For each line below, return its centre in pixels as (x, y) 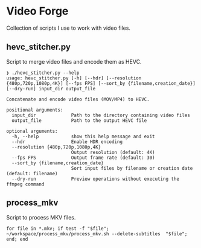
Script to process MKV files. (41, 217)
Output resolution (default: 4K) (113, 152)
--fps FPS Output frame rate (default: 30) (83, 158)
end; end (17, 239)
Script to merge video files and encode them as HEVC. (74, 61)
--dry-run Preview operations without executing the (96, 179)
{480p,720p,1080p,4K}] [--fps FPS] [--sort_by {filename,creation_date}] (101, 83)
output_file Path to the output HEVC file (79, 120)
